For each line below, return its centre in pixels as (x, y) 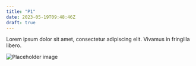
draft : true (21, 22)
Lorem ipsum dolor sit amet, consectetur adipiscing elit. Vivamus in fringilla (98, 39)
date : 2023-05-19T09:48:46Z (41, 17)
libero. (14, 45)
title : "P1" (21, 11)
